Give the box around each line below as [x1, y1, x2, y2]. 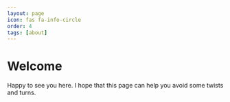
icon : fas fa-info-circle [7, 16, 81, 23]
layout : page [7, 10, 45, 17]
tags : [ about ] [7, 29, 48, 36]
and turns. [7, 88, 36, 97]
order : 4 [7, 23, 32, 29]
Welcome [7, 59, 62, 74]
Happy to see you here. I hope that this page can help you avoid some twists [7, 81, 224, 90]
